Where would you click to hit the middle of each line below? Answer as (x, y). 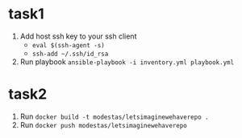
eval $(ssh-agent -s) (68, 45)
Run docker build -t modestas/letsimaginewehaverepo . (114, 116)
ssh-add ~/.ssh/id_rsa (70, 54)
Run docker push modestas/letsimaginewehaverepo (103, 124)
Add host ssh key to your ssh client (78, 36)
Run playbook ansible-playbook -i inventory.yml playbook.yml (127, 62)
